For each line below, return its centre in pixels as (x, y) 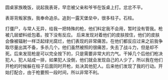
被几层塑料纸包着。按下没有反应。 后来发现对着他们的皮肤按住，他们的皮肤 (82, 35)
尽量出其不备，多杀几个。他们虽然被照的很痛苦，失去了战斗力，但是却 (81, 47)
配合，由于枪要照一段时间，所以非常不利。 (57, 72)
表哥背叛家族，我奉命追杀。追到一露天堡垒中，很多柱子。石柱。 (71, 18)
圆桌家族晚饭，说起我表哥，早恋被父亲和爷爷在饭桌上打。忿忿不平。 (75, 7)
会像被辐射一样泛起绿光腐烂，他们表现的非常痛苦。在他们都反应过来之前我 (82, 41)
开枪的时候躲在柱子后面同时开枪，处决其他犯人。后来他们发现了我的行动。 (82, 66)
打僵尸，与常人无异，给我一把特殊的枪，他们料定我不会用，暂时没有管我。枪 (84, 28)
